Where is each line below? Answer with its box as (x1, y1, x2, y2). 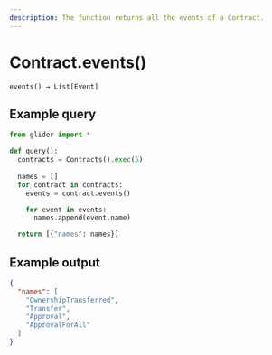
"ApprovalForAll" (25, 321, 91, 330)
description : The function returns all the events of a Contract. (9, 13, 265, 23)
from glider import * (9, 130, 91, 140)
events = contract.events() (25, 189, 131, 198)
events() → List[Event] (9, 82, 99, 91)
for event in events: (25, 205, 107, 214)
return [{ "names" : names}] (17, 229, 119, 239)
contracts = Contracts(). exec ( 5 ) (17, 155, 144, 164)
